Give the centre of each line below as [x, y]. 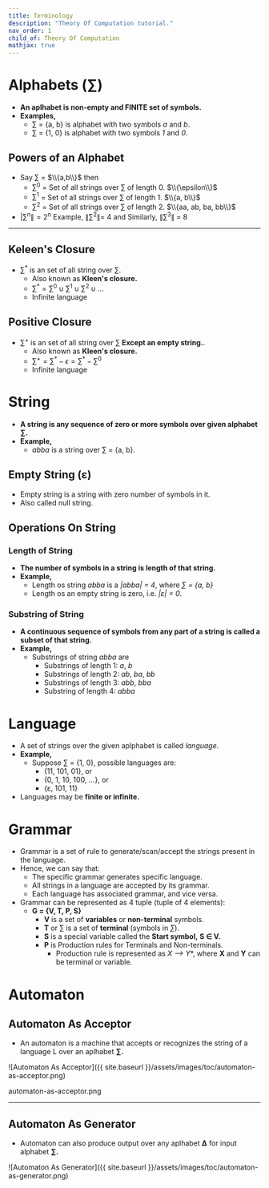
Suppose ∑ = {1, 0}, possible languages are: [104, 763]
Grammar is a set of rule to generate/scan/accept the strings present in [137, 852]
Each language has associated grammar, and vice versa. [125, 894]
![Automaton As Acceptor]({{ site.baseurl [76, 1067]
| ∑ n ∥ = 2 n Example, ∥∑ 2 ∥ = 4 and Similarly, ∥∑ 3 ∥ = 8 [104, 215]
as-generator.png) [38, 1176]
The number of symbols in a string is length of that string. [118, 568]
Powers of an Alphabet [66, 158]
